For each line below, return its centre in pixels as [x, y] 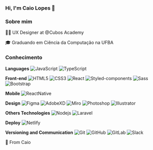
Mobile [13, 93]
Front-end [16, 78]
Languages [17, 68]
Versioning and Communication [39, 132]
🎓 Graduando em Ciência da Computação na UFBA [59, 43]
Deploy [13, 122]
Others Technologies [28, 113]
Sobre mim [19, 21]
